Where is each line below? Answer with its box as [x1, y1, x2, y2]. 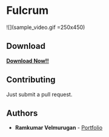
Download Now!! [6, 57, 50, 64]
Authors [6, 108, 38, 118]
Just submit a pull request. [6, 91, 73, 98]
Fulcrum [6, 4, 49, 18]
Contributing [6, 75, 56, 85]
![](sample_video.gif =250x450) [6, 24, 85, 31]
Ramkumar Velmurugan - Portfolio [15, 124, 103, 132]
